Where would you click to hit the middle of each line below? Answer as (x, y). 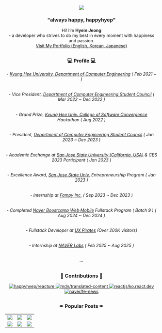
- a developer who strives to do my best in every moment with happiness (81, 35)
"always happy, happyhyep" (81, 20)
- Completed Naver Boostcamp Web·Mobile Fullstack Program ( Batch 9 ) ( (81, 210)
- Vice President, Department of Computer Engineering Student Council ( (81, 94)
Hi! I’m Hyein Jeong (81, 31)
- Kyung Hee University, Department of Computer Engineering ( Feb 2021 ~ (81, 74)
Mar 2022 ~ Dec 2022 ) (81, 99)
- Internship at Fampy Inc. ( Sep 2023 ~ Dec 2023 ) (81, 195)
